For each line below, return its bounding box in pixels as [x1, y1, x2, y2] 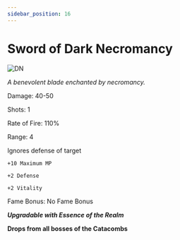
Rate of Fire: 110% [7, 119, 60, 127]
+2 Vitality [7, 184, 42, 191]
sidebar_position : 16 [7, 10, 71, 18]
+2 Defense [7, 172, 40, 179]
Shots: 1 [7, 105, 30, 114]
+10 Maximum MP [7, 160, 52, 167]
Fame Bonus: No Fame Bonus [7, 197, 94, 205]
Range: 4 [7, 132, 34, 141]
